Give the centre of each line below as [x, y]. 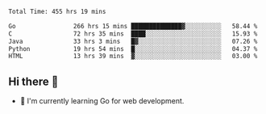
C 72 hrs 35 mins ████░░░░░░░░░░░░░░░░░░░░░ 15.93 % [133, 34]
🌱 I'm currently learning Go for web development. [102, 101]
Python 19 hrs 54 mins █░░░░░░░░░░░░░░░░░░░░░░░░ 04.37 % [133, 49]
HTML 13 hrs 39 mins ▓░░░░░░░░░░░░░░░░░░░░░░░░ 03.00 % [133, 57]
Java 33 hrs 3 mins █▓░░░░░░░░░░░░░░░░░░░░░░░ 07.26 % [133, 41]
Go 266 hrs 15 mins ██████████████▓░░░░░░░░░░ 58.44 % [133, 26]
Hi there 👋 [33, 81]
